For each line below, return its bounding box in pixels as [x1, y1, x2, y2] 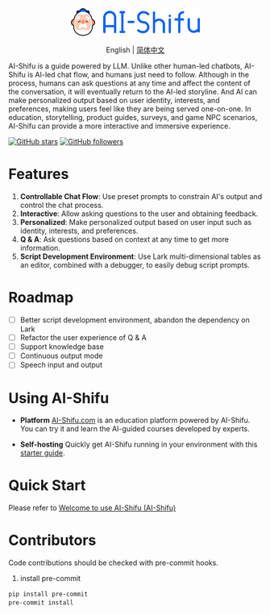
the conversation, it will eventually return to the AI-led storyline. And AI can [8, 87, 258, 97]
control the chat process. [19, 201, 104, 210]
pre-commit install [8, 599, 74, 607]
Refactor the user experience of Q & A [19, 333, 147, 343]
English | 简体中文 [106, 45, 165, 55]
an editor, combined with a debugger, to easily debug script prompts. [19, 260, 250, 270]
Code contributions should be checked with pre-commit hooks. [8, 558, 219, 567]
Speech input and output [19, 360, 103, 370]
